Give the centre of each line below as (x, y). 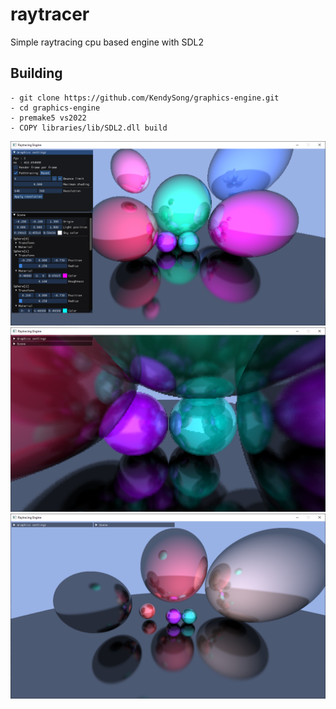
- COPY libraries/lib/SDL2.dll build (89, 128)
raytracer (50, 14)
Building (36, 73)
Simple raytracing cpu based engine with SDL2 (107, 42)
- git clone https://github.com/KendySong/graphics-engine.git (145, 98)
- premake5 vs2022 (48, 118)
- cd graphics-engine (55, 108)
